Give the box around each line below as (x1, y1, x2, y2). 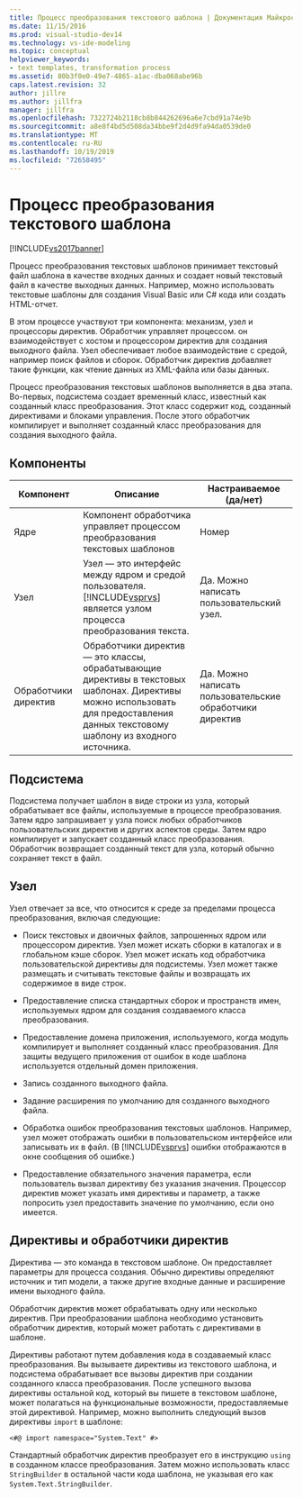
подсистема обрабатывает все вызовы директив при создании (9, 1368, 253, 1379)
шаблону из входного (82, 730, 177, 742)
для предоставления (82, 707, 173, 720)
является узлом (82, 603, 153, 615)
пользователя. (82, 580, 147, 593)
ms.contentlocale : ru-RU (9, 139, 102, 148)
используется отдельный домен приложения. (22, 1060, 199, 1071)
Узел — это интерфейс (82, 558, 182, 570)
